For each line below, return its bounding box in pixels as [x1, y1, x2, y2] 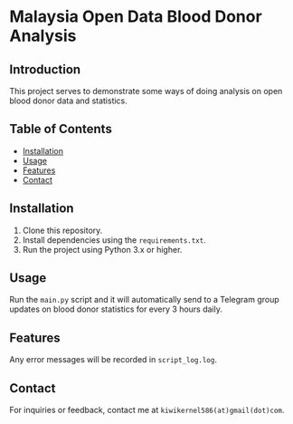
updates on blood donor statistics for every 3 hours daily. [9, 304, 223, 314]
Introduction [9, 62, 81, 77]
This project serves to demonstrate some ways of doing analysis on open [9, 86, 283, 96]
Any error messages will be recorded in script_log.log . [9, 354, 217, 365]
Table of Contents [9, 121, 113, 137]
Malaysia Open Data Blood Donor [9, 6, 262, 27]
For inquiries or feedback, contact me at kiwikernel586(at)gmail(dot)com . [9, 405, 285, 416]
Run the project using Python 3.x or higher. [22, 244, 183, 255]
